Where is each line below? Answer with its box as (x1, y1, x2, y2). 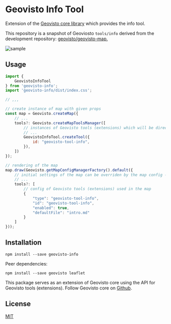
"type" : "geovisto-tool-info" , (32, 196, 99, 201)
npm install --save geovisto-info (5, 252, 79, 257)
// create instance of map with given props (5, 106, 101, 111)
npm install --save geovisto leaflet (5, 271, 85, 276)
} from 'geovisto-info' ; (5, 83, 58, 89)
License (5, 300, 31, 308)
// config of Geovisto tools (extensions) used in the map (23, 187, 152, 192)
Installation (5, 238, 42, 247)
